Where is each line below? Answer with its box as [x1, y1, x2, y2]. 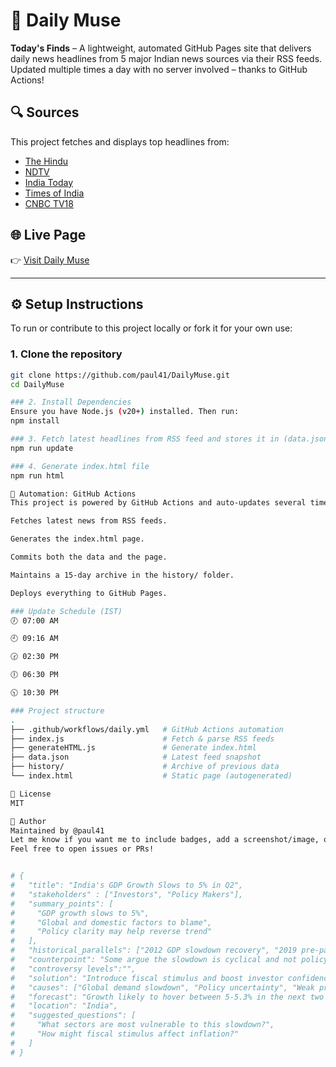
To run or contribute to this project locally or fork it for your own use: [10, 322, 293, 334]
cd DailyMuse [10, 379, 65, 389]
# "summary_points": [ [10, 899, 114, 909]
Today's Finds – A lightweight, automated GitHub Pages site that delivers [10, 42, 312, 54]
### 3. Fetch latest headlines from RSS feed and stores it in [10, 434, 280, 444]
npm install [10, 416, 60, 426]
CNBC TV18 [24, 197, 74, 209]
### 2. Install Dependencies [10, 397, 132, 408]
